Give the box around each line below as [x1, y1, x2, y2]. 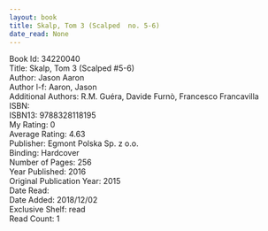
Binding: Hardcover [9, 148, 80, 158]
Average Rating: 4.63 [9, 129, 86, 140]
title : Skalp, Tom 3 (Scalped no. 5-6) [9, 21, 161, 30]
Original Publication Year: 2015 [9, 176, 121, 187]
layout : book [9, 12, 57, 22]
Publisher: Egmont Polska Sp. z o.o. [9, 138, 139, 149]
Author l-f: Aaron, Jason [9, 81, 97, 93]
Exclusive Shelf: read [9, 204, 86, 215]
